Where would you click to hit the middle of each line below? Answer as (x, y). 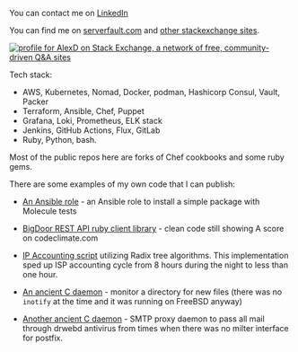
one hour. (40, 274)
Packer (35, 101)
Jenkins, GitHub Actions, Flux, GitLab (91, 130)
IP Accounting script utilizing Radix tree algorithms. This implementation (155, 255)
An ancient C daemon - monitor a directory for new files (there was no (152, 292)
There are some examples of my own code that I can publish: (123, 184)
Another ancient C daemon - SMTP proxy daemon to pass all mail (143, 319)
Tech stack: (31, 75)
